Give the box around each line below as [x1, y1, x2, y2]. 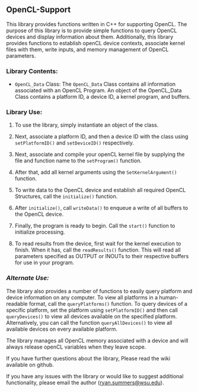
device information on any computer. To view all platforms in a [6, 294, 158, 301]
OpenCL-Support [6, 5, 71, 15]
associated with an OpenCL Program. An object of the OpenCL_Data [14, 87, 182, 94]
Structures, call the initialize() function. [14, 193, 118, 200]
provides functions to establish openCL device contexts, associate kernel [6, 39, 186, 46]
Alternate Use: [6, 274, 49, 282]
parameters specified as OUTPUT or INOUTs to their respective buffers [14, 253, 189, 260]
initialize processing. [14, 228, 65, 236]
